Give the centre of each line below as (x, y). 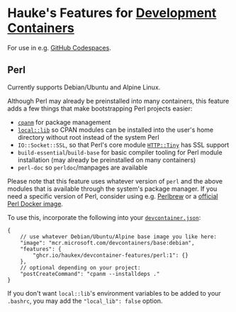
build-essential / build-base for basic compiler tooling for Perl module (120, 152)
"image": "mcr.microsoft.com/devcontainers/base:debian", (107, 243)
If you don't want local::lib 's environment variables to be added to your (114, 293)
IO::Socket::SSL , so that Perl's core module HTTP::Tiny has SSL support (123, 145)
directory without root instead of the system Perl (88, 137)
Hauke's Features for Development (112, 13)
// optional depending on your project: (80, 267)
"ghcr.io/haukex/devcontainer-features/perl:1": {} (111, 255)
